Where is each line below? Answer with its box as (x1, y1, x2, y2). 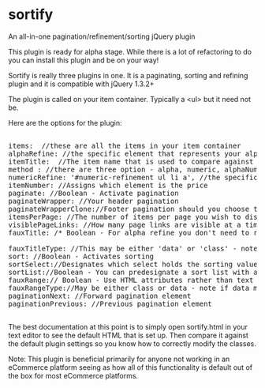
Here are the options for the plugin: (8, 118, 122, 127)
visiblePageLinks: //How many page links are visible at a (8, 220, 242, 229)
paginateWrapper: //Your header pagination (8, 196, 179, 205)
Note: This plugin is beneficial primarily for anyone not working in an (8, 354, 230, 364)
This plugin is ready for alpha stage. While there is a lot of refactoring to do (8, 47, 252, 56)
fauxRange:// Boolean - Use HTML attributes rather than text (8, 275, 254, 284)
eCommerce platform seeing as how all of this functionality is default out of (8, 362, 253, 372)
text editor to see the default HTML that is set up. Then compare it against (8, 330, 248, 340)
